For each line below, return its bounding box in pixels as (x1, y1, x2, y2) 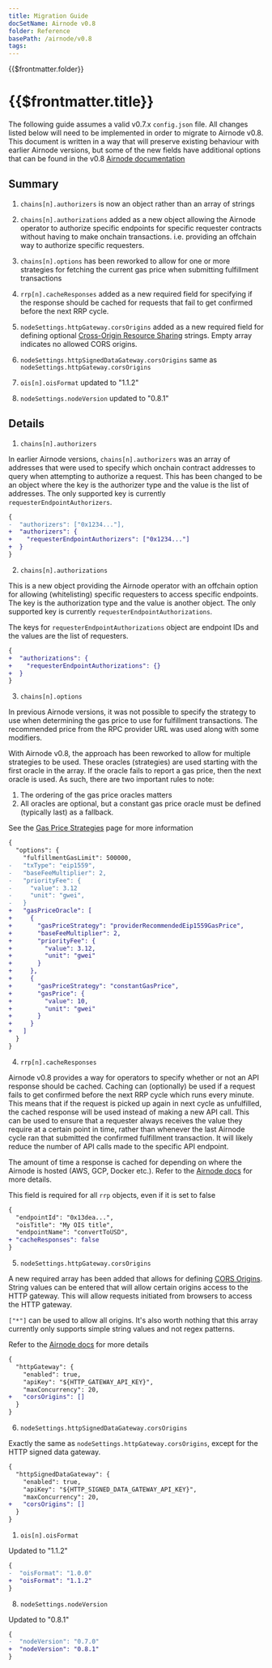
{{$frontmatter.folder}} (8, 64, 84, 74)
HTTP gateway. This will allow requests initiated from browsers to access (8, 1291, 253, 1301)
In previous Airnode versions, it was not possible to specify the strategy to (8, 707, 257, 717)
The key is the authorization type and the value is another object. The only (8, 597, 257, 608)
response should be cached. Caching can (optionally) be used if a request (8, 1081, 256, 1091)
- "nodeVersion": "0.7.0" (8, 1638, 100, 1646)
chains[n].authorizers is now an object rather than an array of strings (19, 199, 255, 208)
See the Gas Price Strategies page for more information (8, 823, 193, 833)
